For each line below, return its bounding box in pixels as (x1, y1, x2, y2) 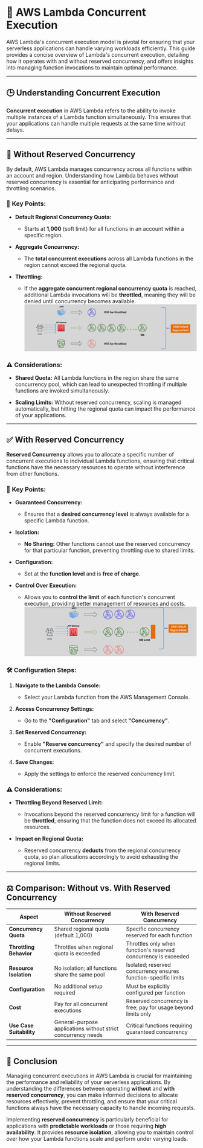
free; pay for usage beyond (126, 1004, 193, 1011)
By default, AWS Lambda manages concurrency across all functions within (6, 165, 192, 173)
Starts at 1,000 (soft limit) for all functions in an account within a (24, 225, 184, 232)
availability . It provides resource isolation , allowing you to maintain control (6, 1129, 194, 1136)
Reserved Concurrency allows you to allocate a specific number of (6, 451, 174, 458)
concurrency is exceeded (126, 953, 189, 960)
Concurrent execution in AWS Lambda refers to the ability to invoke (6, 107, 176, 114)
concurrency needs (54, 1031, 103, 1039)
